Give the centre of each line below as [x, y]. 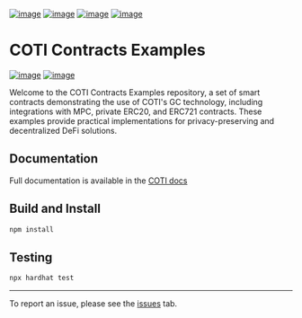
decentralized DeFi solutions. [63, 130]
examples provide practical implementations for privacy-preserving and [142, 120]
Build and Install [55, 209]
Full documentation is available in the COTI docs [98, 181]
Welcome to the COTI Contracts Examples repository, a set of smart [135, 92]
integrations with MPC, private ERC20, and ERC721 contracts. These [136, 111]
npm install [31, 229]
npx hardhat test [42, 278]
